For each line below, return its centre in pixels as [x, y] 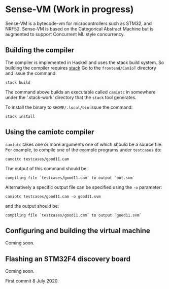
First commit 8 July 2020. [32, 281]
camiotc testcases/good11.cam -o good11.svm [53, 197]
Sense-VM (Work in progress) [70, 9]
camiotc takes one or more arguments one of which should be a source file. [84, 144]
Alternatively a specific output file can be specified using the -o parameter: [84, 187]
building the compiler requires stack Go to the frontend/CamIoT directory [81, 68]
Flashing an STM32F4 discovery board [68, 259]
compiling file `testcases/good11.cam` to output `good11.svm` [74, 215]
